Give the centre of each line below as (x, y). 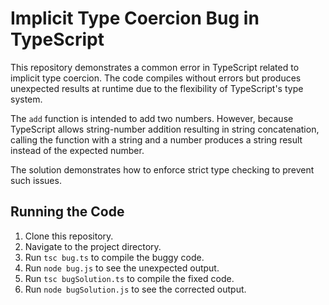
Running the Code (67, 212)
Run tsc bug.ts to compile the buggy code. (114, 257)
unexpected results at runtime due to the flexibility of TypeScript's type (157, 88)
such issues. (36, 180)
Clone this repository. (69, 236)
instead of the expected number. (77, 150)
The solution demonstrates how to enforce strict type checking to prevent (162, 169)
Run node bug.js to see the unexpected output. (122, 268)
